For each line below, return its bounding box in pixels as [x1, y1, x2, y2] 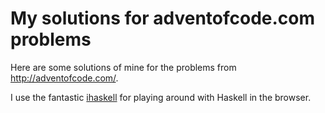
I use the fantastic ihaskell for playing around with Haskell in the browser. [10, 91, 312, 103]
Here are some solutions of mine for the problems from [10, 61, 237, 73]
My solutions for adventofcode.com [10, 7, 316, 30]
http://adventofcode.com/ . [10, 72, 119, 84]
